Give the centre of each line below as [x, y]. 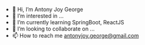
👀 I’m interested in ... [38, 16]
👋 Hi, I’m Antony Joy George [48, 9]
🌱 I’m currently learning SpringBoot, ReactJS [68, 22]
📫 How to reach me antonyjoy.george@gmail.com [75, 36]
